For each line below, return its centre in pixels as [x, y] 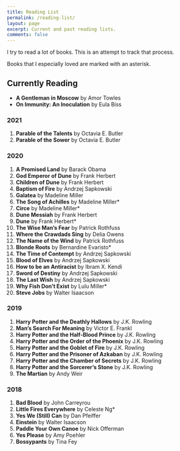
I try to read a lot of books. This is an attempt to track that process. [91, 52]
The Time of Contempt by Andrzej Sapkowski [73, 254]
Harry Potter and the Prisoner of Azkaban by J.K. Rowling [89, 354]
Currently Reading [42, 83]
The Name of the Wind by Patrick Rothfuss [70, 240]
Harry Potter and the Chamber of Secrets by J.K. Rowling [88, 361]
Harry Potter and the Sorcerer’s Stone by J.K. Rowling [84, 367]
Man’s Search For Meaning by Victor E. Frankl [74, 328]
